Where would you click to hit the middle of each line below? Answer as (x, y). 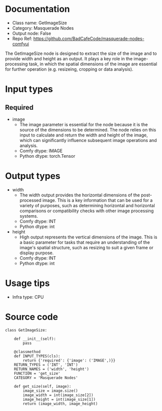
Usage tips (28, 283)
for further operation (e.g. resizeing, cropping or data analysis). (69, 69)
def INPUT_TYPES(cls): (37, 356)
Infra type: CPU (28, 297)
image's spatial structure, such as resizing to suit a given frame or (86, 247)
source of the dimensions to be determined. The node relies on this (88, 130)
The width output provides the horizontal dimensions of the (80, 195)
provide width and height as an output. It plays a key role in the (69, 58)
